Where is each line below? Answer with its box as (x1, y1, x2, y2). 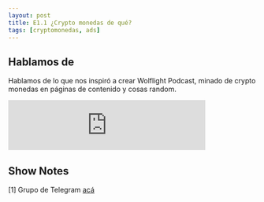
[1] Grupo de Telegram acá (8, 185, 95, 194)
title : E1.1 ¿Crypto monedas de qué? (8, 19, 132, 27)
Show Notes (8, 164, 69, 178)
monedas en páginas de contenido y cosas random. (8, 84, 177, 94)
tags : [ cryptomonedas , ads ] (8, 26, 101, 34)
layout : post (8, 11, 51, 20)
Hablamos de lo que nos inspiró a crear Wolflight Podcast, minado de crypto (8, 76, 256, 86)
